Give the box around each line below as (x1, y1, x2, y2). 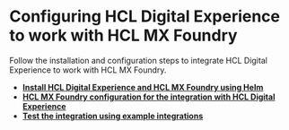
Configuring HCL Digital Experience (9, 6, 281, 27)
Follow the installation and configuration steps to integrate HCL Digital (9, 55, 267, 65)
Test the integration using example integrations (22, 110, 204, 121)
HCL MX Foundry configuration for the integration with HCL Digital (22, 91, 276, 102)
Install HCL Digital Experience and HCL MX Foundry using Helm (22, 82, 264, 92)
